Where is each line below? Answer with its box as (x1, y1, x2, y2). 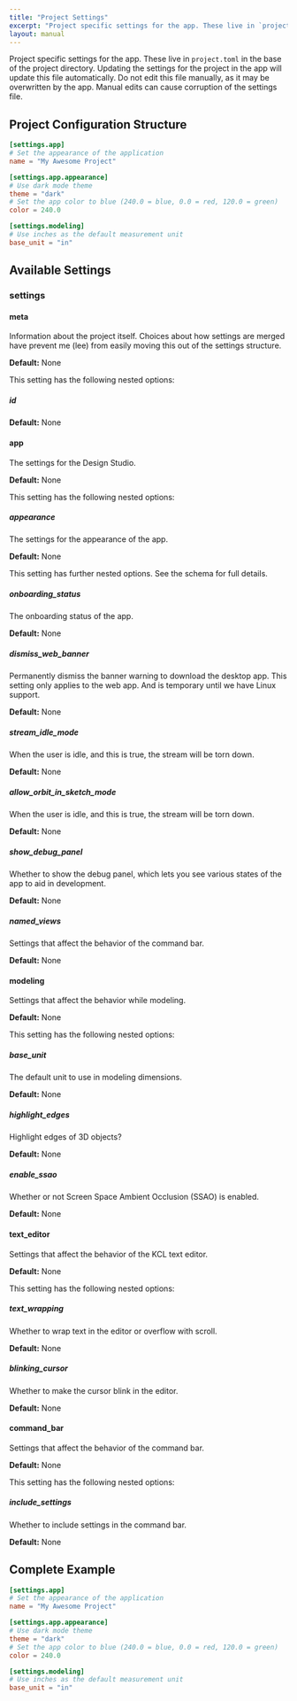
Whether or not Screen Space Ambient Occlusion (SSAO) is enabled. (9, 1192, 259, 1202)
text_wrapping (9, 1303, 65, 1314)
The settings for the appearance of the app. (9, 534, 169, 545)
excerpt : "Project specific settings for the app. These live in (9, 21, 255, 30)
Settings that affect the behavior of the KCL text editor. (9, 1249, 209, 1259)
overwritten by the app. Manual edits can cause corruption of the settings (9, 81, 278, 93)
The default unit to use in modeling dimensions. (9, 1072, 183, 1083)
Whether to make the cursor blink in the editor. (9, 1385, 179, 1396)
